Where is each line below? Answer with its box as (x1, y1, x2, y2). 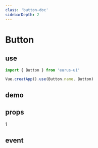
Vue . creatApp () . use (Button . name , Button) (5, 77, 94, 82)
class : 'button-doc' (5, 7, 49, 13)
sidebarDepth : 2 (5, 12, 39, 17)
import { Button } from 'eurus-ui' (5, 67, 80, 72)
